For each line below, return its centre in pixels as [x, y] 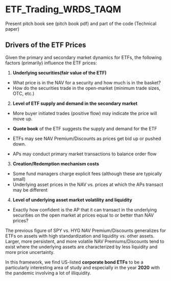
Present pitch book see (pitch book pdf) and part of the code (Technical [81, 24]
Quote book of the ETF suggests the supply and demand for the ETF [85, 128]
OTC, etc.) [23, 93]
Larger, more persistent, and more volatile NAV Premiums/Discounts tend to [85, 241]
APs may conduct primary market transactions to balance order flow [84, 154]
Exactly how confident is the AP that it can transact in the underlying [85, 209]
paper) [12, 29]
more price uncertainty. [30, 252]
